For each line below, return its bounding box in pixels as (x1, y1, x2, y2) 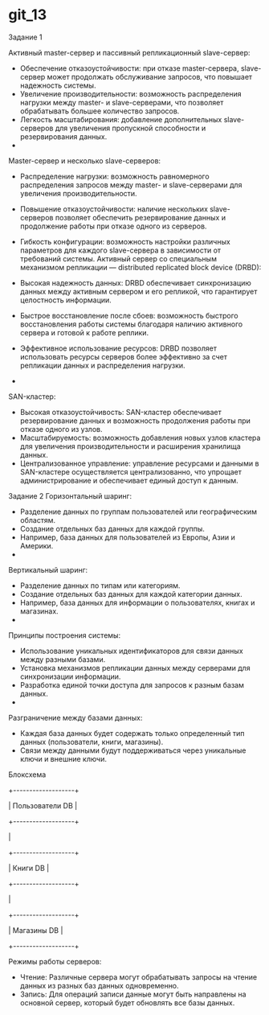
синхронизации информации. (19, 672, 121, 681)
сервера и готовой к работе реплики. (19, 327, 149, 337)
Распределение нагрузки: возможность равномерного (19, 171, 210, 181)
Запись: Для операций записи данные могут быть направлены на (19, 989, 247, 999)
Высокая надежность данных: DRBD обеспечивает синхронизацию (19, 277, 251, 287)
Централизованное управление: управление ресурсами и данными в (19, 458, 259, 468)
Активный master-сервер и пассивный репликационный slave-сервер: (8, 47, 251, 57)
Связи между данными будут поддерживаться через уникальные (19, 746, 247, 755)
